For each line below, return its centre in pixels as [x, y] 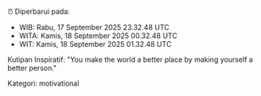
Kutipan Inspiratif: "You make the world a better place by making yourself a [130, 60]
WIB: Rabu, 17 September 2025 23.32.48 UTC [94, 27]
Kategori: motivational [43, 83]
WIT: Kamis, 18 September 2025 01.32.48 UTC [95, 44]
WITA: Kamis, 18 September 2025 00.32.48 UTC [98, 36]
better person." [32, 68]
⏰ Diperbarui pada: [39, 12]
